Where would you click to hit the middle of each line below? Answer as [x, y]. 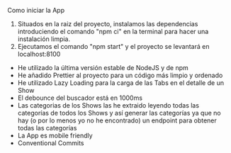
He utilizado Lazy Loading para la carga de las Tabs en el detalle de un [121, 83]
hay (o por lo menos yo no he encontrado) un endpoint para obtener [117, 120]
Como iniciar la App [36, 10]
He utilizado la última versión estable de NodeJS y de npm [103, 68]
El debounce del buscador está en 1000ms [80, 98]
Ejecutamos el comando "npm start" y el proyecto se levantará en [113, 46]
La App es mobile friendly [55, 135]
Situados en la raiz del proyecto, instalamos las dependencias [108, 24]
